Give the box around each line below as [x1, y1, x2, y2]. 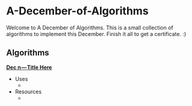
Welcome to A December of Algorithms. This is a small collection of [6, 24, 173, 31]
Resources [14, 88, 42, 95]
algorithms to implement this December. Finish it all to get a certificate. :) [6, 30, 187, 37]
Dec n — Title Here [6, 63, 52, 71]
